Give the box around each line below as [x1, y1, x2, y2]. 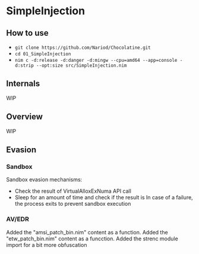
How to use [6, 28, 49, 38]
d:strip [14, 62, 34, 68]
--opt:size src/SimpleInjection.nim [36, 62, 127, 68]
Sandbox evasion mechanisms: [6, 176, 83, 183]
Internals [6, 79, 40, 89]
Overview [6, 112, 43, 122]
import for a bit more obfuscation [6, 241, 87, 248]
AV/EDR [6, 215, 30, 224]
